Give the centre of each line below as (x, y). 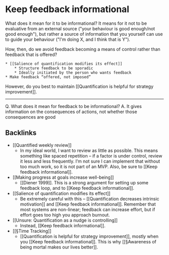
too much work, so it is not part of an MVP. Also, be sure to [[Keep (89, 166)
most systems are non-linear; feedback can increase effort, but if (88, 209)
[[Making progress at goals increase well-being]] (63, 177)
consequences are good (30, 117)
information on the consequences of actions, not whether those (71, 112)
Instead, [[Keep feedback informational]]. (63, 225)
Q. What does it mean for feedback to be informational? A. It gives (73, 106)
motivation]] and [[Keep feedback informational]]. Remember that (88, 204)
